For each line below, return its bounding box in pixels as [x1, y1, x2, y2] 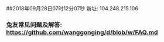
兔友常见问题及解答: [6, 21, 63, 29]
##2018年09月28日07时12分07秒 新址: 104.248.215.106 [6, 5, 139, 12]
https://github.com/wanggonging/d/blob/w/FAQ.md [6, 28, 158, 36]
